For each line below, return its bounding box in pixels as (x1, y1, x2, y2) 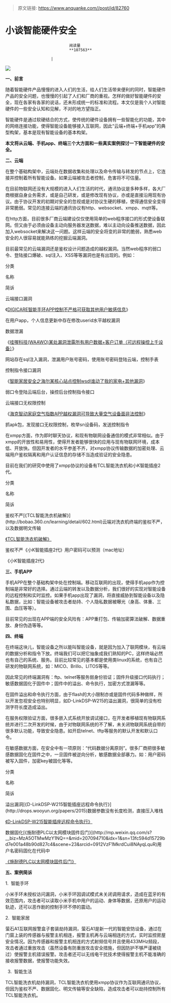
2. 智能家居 (5, 915, 30, 921)
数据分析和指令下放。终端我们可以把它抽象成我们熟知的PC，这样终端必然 (9, 650, 163, 656)
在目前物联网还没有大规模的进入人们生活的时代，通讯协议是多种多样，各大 (5, 185, 161, 191)
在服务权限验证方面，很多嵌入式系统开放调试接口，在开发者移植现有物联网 (5, 715, 161, 721)
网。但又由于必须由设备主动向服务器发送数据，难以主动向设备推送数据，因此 (5, 222, 166, 228)
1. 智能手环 (5, 880, 29, 886)
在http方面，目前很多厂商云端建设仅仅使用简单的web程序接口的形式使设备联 (5, 215, 165, 221)
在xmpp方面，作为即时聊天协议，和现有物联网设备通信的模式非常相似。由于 (5, 432, 164, 438)
